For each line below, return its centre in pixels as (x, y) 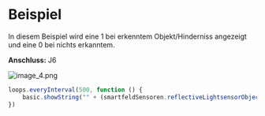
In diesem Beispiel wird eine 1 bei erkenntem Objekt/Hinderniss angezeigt (127, 36)
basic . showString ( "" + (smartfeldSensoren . (95, 97)
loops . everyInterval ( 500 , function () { (76, 90)
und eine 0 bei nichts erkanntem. (62, 44)
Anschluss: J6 (32, 60)
